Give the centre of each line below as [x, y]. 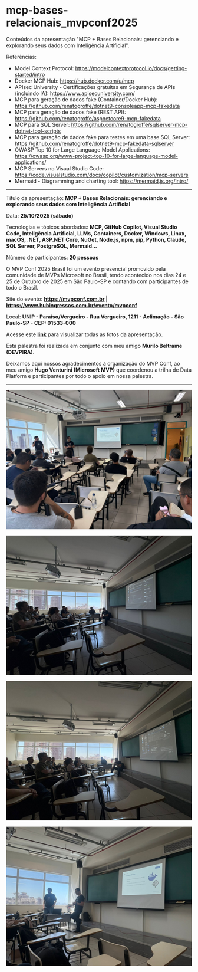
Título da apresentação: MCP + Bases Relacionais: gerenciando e [87, 198]
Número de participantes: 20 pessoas [52, 257]
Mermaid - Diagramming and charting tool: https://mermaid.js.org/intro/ [101, 181]
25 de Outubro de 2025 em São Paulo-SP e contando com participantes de [97, 281]
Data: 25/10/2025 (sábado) [40, 215]
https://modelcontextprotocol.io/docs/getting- [131, 68]
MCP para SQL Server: [42, 124]
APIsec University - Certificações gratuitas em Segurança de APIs [95, 87]
